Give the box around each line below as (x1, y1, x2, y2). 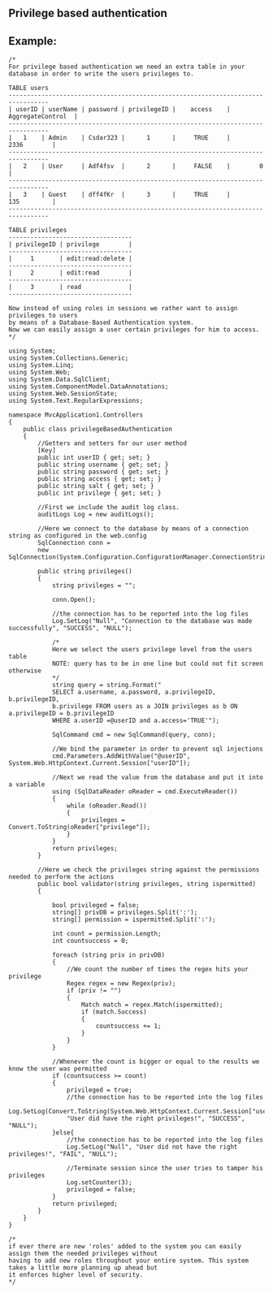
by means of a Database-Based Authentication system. (8, 318, 195, 327)
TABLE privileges (8, 227, 67, 235)
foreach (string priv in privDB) (51, 951, 165, 959)
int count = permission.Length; (51, 930, 162, 938)
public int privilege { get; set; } (37, 489, 162, 498)
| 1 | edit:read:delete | (8, 255, 132, 263)
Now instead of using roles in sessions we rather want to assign (8, 305, 238, 313)
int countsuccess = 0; (51, 937, 129, 945)
